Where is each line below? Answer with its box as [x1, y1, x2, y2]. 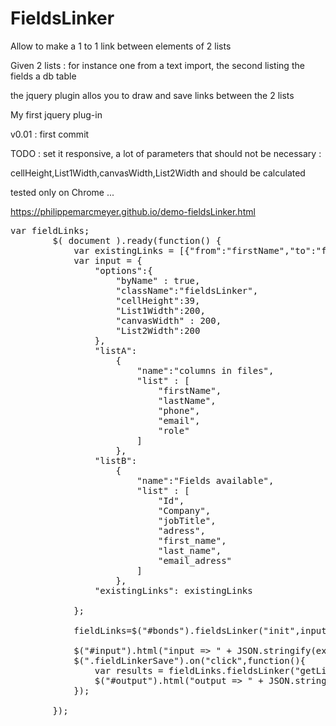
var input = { [73, 255, 143, 266]
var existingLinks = [73, 245, 175, 256]
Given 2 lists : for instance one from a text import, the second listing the [10, 59, 305, 71]
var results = [94, 665, 164, 676]
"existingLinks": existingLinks [94, 585, 253, 596]
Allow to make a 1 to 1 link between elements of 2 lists [10, 40, 232, 52]
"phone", [158, 405, 201, 416]
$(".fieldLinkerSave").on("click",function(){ [73, 655, 307, 666]
